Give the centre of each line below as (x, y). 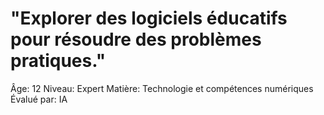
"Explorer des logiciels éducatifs (149, 18)
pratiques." (58, 61)
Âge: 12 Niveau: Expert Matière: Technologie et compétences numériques (162, 88)
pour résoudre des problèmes (136, 39)
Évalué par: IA (39, 99)
